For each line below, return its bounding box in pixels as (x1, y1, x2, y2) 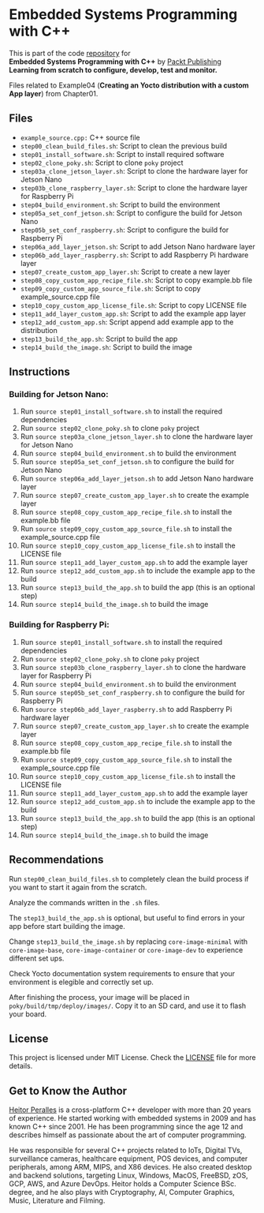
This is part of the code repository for (9, 48, 131, 58)
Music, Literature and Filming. (9, 1196, 106, 1205)
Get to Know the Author (9, 1084, 128, 1098)
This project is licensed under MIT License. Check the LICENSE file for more (9, 1053, 256, 1062)
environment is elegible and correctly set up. (9, 977, 154, 986)
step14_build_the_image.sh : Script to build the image (20, 342, 192, 352)
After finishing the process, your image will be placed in (9, 992, 190, 1001)
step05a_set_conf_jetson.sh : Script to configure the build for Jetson (20, 208, 243, 218)
